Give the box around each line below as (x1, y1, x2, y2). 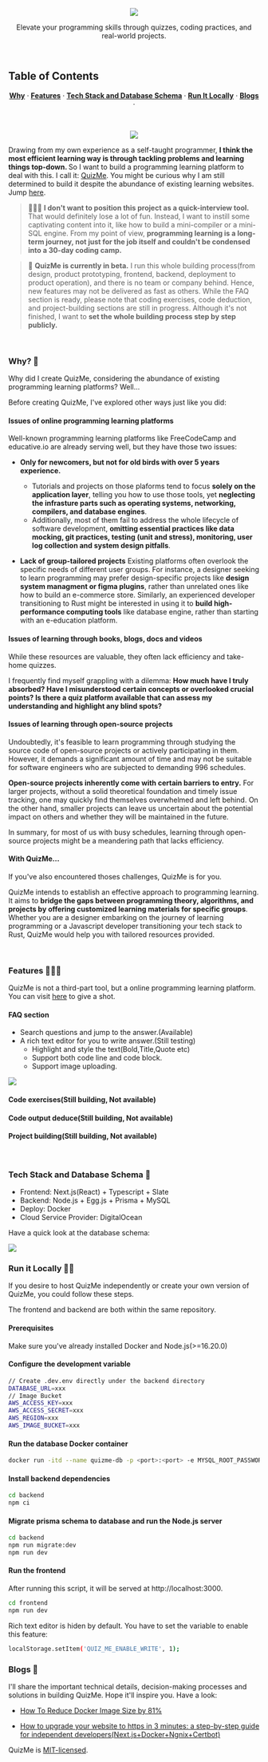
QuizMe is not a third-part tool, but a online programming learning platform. (8, 983, 256, 993)
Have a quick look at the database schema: (8, 1228, 150, 1238)
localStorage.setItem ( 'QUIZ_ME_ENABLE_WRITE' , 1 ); (8, 1645, 180, 1653)
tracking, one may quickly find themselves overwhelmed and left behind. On (8, 795, 259, 804)
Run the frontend (8, 1566, 66, 1575)
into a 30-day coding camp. (27, 245, 122, 255)
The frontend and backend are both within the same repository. (8, 1305, 217, 1314)
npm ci (8, 1499, 30, 1507)
